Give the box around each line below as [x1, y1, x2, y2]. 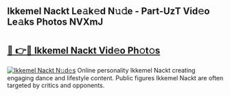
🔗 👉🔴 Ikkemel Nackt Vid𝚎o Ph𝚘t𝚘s [7, 45, 161, 56]
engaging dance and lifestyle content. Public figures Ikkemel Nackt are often [7, 74, 224, 82]
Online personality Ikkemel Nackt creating [77, 67, 196, 74]
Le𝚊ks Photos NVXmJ [7, 16, 104, 28]
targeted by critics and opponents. [7, 82, 105, 89]
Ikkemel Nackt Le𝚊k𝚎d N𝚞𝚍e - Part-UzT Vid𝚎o [7, 5, 210, 17]
